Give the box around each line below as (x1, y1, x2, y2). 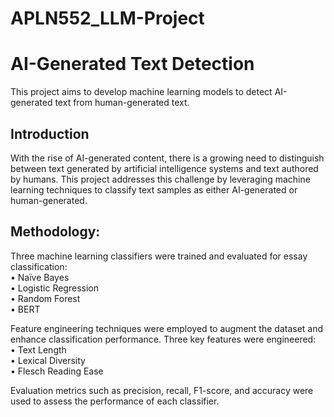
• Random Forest (10, 292, 81, 304)
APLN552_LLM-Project (10, 7, 205, 30)
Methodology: (10, 223, 101, 241)
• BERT (10, 303, 41, 315)
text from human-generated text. (54, 97, 190, 109)
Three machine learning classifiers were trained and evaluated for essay (10, 250, 308, 262)
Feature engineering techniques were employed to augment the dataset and (10, 322, 324, 334)
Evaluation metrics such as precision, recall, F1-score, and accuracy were (10, 384, 314, 396)
